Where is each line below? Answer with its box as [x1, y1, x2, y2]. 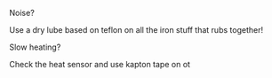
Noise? [9, 8, 36, 18]
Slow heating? [9, 42, 61, 52]
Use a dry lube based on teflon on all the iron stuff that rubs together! [9, 25, 264, 35]
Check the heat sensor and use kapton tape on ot [9, 59, 191, 69]
